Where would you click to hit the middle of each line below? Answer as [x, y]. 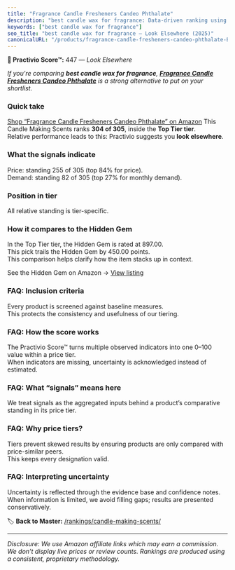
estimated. [22, 369]
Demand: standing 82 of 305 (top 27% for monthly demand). [95, 177]
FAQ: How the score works [53, 332]
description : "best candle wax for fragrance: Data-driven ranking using [117, 20]
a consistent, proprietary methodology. [64, 559]
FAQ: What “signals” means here [64, 388]
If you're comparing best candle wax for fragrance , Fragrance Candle [110, 74]
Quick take [26, 107]
